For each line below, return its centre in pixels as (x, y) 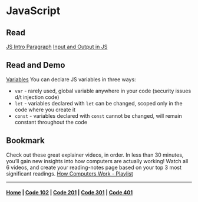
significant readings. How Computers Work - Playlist (70, 173)
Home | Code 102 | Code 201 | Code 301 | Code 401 (70, 193)
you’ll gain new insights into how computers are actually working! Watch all (97, 161)
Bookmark (26, 140)
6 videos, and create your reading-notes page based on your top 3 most (94, 167)
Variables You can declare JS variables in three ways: (71, 79)
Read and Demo (36, 65)
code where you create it (45, 110)
